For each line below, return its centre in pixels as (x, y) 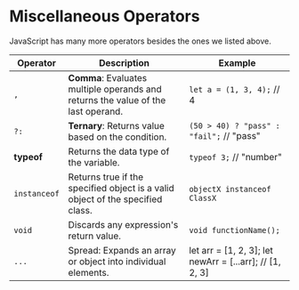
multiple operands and (115, 89)
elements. (89, 272)
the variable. (94, 162)
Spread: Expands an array (122, 250)
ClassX (203, 198)
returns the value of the (117, 100)
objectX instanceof (230, 189)
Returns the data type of (119, 151)
